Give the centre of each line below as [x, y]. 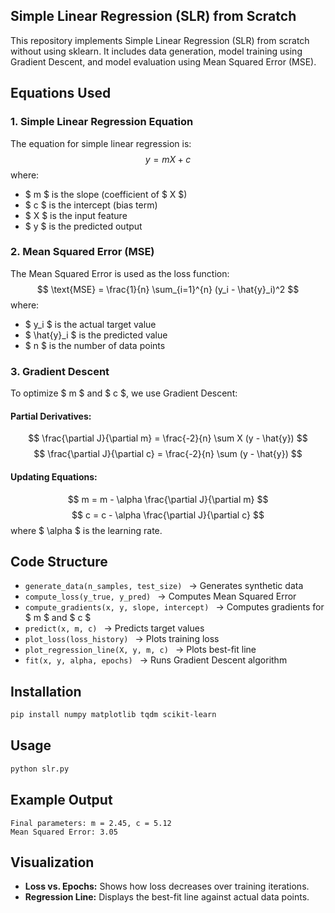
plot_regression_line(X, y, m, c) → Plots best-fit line [140, 650]
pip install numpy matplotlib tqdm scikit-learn [113, 715]
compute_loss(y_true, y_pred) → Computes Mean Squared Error [160, 596]
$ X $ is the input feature [76, 215]
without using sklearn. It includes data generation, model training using [156, 51]
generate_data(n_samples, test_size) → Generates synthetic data [164, 586]
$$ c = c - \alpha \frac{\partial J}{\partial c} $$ [168, 515]
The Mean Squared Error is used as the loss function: [120, 273]
